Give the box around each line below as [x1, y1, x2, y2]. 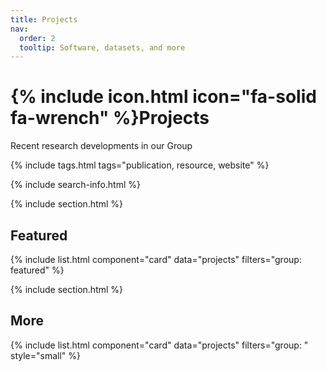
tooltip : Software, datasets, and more [19, 42, 186, 53]
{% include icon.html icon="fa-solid [10, 86, 317, 108]
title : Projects [10, 14, 78, 25]
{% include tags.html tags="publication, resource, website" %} [10, 159, 270, 171]
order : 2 [19, 33, 56, 43]
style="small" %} [10, 349, 81, 361]
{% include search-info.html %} [10, 179, 141, 191]
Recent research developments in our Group [10, 140, 193, 152]
